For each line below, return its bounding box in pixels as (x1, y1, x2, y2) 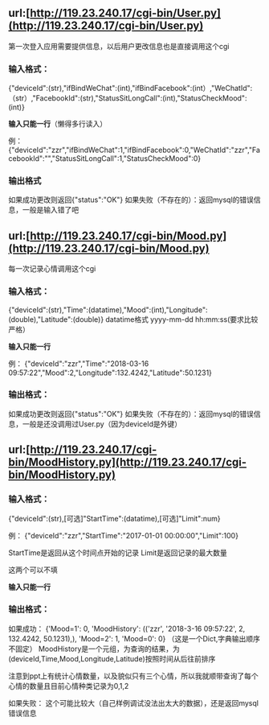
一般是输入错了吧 (22, 205, 79, 215)
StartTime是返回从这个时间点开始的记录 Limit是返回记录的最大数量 (8, 547, 227, 558)
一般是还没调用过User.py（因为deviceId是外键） (22, 418, 182, 429)
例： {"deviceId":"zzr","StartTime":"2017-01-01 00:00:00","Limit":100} (8, 530, 239, 540)
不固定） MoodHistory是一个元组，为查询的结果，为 (8, 644, 181, 653)
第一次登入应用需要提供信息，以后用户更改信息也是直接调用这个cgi (8, 41, 230, 51)
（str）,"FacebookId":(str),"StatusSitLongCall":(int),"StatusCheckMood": (8, 93, 247, 103)
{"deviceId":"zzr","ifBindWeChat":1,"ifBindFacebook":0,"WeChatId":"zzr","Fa (8, 145, 261, 155)
